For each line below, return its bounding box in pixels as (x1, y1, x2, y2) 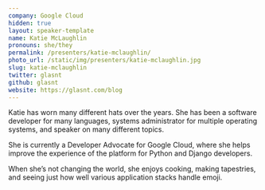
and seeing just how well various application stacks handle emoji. (8, 172, 223, 182)
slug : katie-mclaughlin (8, 64, 88, 72)
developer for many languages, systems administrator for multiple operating (8, 117, 258, 126)
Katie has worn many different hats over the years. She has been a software (8, 108, 257, 117)
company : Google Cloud (8, 11, 84, 20)
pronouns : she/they (8, 42, 73, 49)
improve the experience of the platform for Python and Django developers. (8, 148, 253, 158)
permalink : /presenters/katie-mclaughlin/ (8, 49, 151, 57)
